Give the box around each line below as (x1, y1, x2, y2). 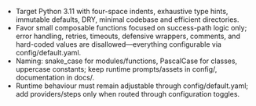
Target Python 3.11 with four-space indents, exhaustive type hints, (15, 7, 229, 16)
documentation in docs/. (15, 73, 95, 82)
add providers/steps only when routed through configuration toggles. (15, 90, 240, 98)
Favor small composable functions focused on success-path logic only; (15, 23, 247, 32)
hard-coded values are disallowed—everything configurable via (15, 40, 222, 49)
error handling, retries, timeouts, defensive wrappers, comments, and (15, 31, 241, 41)
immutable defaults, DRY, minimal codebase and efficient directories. (15, 15, 240, 24)
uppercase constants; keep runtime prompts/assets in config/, (15, 65, 218, 73)
